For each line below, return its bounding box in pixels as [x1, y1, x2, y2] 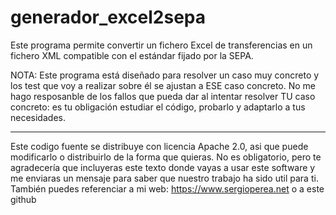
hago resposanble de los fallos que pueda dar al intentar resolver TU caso [10, 90, 316, 102]
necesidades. [10, 111, 66, 123]
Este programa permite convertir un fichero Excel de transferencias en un [10, 39, 313, 51]
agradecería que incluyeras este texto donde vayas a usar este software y [10, 161, 316, 173]
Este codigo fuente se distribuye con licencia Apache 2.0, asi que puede [10, 140, 309, 152]
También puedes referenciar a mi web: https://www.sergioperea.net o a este [10, 182, 325, 195]
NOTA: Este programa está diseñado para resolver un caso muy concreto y [10, 69, 320, 81]
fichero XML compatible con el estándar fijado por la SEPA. [10, 49, 254, 61]
